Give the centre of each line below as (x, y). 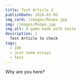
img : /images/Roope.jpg (31, 24)
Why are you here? (25, 72)
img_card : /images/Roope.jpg (36, 19)
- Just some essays (31, 52)
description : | (21, 34)
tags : (11, 43)
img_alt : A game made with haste (41, 29)
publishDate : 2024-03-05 (32, 15)
